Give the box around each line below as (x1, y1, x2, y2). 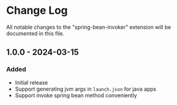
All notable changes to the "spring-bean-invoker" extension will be (6, 23, 171, 31)
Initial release (14, 79, 48, 86)
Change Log (6, 4, 68, 17)
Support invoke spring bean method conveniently (14, 91, 137, 99)
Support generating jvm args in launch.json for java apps (14, 85, 157, 92)
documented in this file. (6, 29, 65, 37)
